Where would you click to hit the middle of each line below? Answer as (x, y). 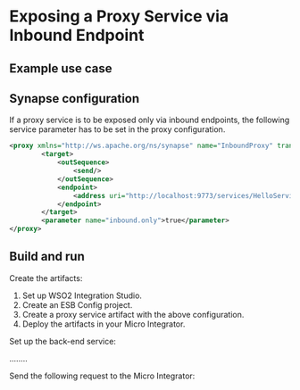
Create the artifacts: (46, 278)
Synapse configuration (75, 99)
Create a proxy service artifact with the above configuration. (133, 314)
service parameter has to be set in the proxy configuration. (117, 129)
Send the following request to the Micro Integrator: (102, 376)
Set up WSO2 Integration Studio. (82, 295)
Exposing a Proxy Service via (119, 17)
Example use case (61, 68)
